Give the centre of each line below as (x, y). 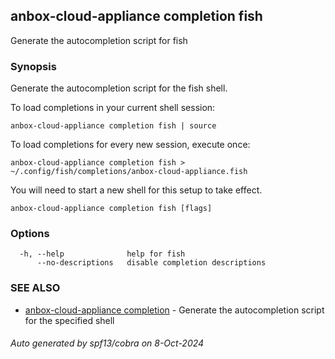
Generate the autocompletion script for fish (99, 40)
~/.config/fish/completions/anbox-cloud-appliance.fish (129, 172)
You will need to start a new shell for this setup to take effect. (136, 190)
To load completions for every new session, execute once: (130, 145)
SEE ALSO (35, 288)
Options (30, 234)
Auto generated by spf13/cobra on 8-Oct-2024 (107, 343)
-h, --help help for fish (102, 254)
